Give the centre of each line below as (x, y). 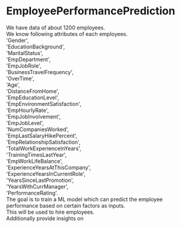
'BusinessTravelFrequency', (40, 72)
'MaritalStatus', (25, 53)
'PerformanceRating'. (32, 193)
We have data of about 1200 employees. (56, 28)
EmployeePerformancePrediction (91, 11)
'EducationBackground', (36, 47)
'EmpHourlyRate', (27, 110)
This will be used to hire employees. (50, 212)
